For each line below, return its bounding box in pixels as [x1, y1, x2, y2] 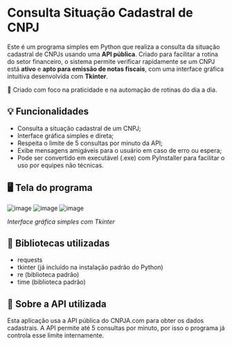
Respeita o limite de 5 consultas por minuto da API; [17, 139, 163, 147]
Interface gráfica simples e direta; [17, 131, 114, 140]
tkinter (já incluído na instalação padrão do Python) [17, 263, 164, 271]
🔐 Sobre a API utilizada [7, 298, 107, 310]
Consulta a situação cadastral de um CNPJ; [17, 124, 141, 133]
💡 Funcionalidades [7, 106, 89, 117]
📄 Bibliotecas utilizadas [7, 237, 110, 249]
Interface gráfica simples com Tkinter [7, 217, 116, 226]
